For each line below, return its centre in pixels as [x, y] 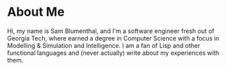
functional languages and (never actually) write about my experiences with [113, 53]
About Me [36, 12]
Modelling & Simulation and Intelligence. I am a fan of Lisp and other [104, 45]
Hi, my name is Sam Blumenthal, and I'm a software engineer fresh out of [111, 31]
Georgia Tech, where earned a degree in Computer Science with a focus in [113, 38]
